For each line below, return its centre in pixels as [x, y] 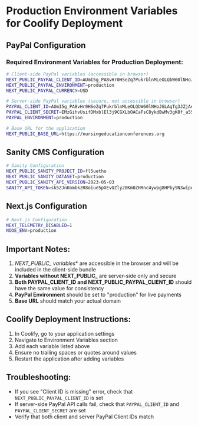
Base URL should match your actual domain [68, 301]
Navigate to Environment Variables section [66, 340]
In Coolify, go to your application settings [65, 333]
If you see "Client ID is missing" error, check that [74, 391]
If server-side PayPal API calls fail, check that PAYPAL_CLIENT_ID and [97, 404]
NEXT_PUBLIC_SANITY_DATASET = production [55, 177]
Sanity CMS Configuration [55, 153]
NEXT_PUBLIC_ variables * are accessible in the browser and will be [96, 263]
